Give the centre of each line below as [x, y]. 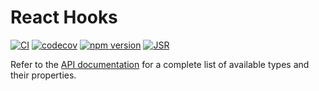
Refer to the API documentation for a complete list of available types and [160, 64]
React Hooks [64, 17]
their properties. [43, 75]
